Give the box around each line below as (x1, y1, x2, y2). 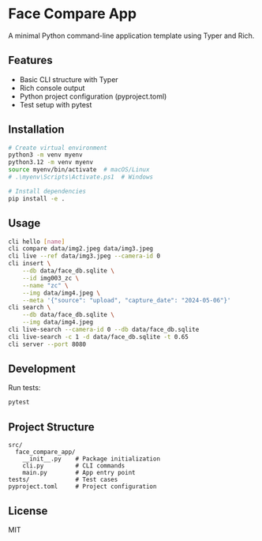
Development (8, 363, 77, 376)
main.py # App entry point (22, 469, 136, 477)
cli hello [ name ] (8, 238, 65, 246)
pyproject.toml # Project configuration (8, 483, 157, 490)
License (8, 504, 48, 517)
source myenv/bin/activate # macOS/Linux (8, 166, 150, 174)
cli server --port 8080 (8, 340, 87, 348)
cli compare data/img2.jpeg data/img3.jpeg (8, 245, 154, 253)
